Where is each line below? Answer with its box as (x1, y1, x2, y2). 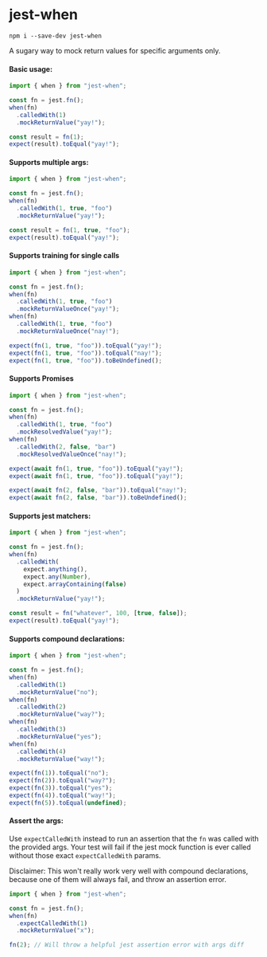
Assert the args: (9, 816, 64, 826)
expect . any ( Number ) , (23, 572, 91, 581)
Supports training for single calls (9, 251, 120, 261)
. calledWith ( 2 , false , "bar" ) (16, 442, 116, 451)
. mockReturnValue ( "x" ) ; (16, 927, 95, 935)
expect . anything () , (23, 565, 88, 573)
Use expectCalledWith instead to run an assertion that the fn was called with (9, 833, 259, 843)
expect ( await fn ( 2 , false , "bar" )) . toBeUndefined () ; (9, 494, 188, 502)
